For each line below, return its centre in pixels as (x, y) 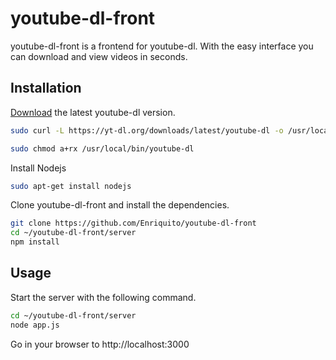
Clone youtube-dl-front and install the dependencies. (120, 205)
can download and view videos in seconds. (99, 56)
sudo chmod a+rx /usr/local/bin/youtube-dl (102, 148)
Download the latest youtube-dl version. (93, 112)
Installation (46, 88)
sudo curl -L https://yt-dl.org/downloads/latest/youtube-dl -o (147, 130)
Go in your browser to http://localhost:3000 (100, 344)
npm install (35, 242)
